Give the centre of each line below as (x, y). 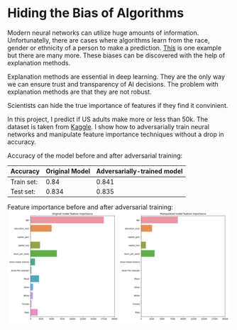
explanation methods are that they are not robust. (79, 92)
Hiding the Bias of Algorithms (96, 13)
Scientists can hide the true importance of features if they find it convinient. (118, 105)
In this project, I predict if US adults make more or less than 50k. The (108, 119)
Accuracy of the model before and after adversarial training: (95, 155)
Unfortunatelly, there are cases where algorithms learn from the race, (109, 40)
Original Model (68, 171)
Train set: (24, 182)
